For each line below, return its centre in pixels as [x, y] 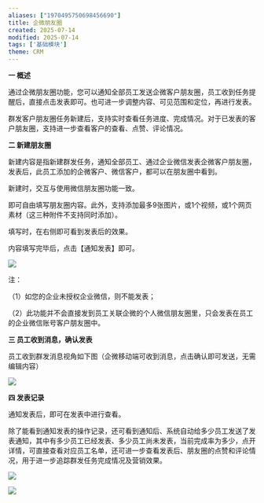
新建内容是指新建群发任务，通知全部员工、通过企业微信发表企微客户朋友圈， [132, 162]
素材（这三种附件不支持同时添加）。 [65, 215]
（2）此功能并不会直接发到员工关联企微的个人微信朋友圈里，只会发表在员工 [131, 313]
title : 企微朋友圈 [35, 23]
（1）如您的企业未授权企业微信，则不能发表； [82, 296]
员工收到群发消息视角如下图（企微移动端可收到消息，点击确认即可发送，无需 [132, 356]
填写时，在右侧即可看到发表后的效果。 [70, 231]
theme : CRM [26, 52]
